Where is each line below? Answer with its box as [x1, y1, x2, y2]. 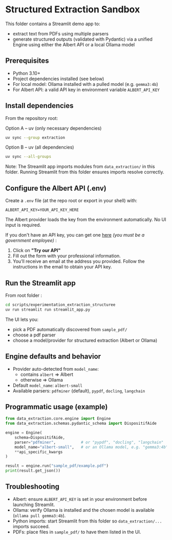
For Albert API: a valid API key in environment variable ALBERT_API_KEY [12, 86, 160, 93]
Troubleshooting [5, 482, 60, 491]
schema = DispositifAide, [14, 435, 66, 440]
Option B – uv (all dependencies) [5, 144, 74, 150]
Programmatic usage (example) [5, 402, 108, 411]
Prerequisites [5, 57, 49, 65]
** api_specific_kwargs [14, 449, 63, 455]
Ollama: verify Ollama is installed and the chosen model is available [12, 507, 155, 513]
